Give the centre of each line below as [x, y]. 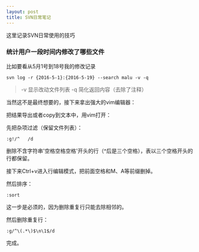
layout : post [22, 12]
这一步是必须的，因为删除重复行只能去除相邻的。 [67, 207]
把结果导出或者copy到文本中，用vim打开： [59, 115]
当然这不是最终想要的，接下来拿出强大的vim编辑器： [71, 102]
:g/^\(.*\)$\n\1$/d [31, 231]
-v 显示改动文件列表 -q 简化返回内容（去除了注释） [84, 89]
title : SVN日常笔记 [29, 17]
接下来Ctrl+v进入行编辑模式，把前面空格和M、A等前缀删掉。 [81, 171]
